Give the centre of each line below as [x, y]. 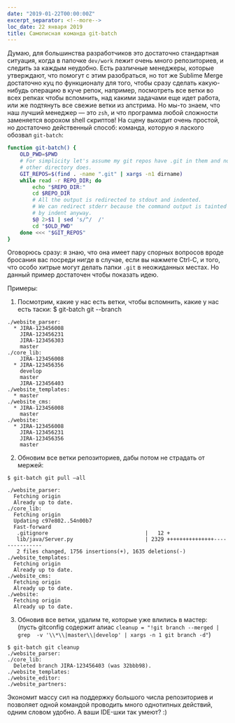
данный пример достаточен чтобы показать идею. [83, 275]
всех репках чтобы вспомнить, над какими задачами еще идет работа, [114, 98]
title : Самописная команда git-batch [62, 33]
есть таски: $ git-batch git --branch [70, 310]
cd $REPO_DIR [51, 193]
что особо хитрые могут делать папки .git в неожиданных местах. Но [113, 268]
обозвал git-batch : [36, 135]
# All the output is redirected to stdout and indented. [117, 200]
